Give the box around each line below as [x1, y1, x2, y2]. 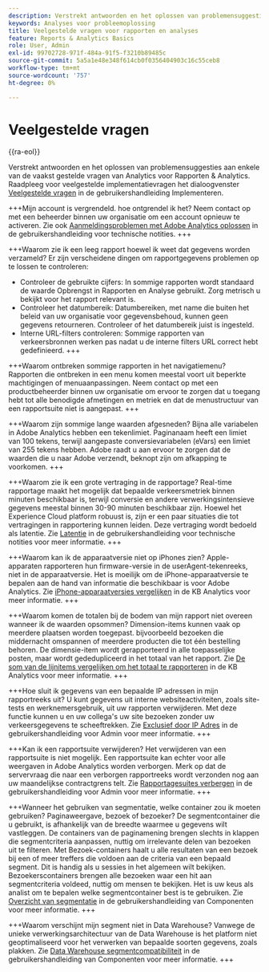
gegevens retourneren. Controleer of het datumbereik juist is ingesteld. [19, 320, 255, 330]
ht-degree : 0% [8, 79, 56, 87]
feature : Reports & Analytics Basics [8, 34, 134, 43]
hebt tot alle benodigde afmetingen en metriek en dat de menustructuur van [8, 395, 259, 405]
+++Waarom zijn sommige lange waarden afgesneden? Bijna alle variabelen [8, 419, 259, 429]
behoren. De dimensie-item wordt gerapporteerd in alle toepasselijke [8, 645, 236, 655]
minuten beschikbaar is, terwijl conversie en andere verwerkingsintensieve [8, 494, 255, 504]
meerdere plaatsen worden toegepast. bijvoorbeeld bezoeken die [8, 628, 224, 638]
